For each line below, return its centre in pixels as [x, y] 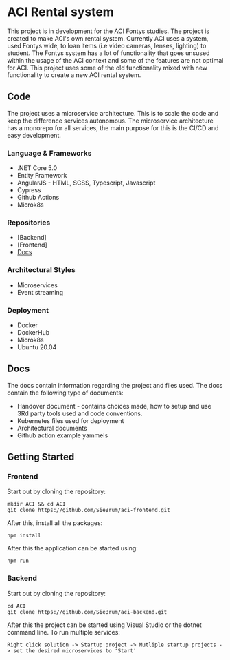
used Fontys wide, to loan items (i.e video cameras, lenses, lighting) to [107, 45]
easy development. [34, 135]
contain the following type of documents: [65, 393]
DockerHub [33, 332]
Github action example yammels [62, 435]
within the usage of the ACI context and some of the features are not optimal [115, 60]
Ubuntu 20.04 [37, 347]
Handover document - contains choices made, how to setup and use [114, 406]
